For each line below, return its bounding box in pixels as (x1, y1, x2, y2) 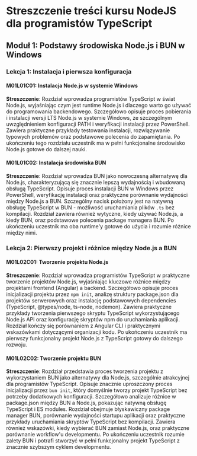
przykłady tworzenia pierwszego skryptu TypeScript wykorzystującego (6, 310, 180, 317)
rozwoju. (6, 341, 28, 348)
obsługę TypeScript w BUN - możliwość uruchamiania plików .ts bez (6, 203, 175, 211)
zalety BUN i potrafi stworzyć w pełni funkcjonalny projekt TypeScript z (6, 437, 180, 444)
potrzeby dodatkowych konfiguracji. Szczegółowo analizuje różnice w (6, 393, 176, 400)
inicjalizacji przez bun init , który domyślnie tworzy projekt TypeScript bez (6, 387, 188, 394)
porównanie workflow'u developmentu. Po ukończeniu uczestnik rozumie (6, 431, 185, 438)
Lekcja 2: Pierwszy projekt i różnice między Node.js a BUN (6, 244, 177, 252)
